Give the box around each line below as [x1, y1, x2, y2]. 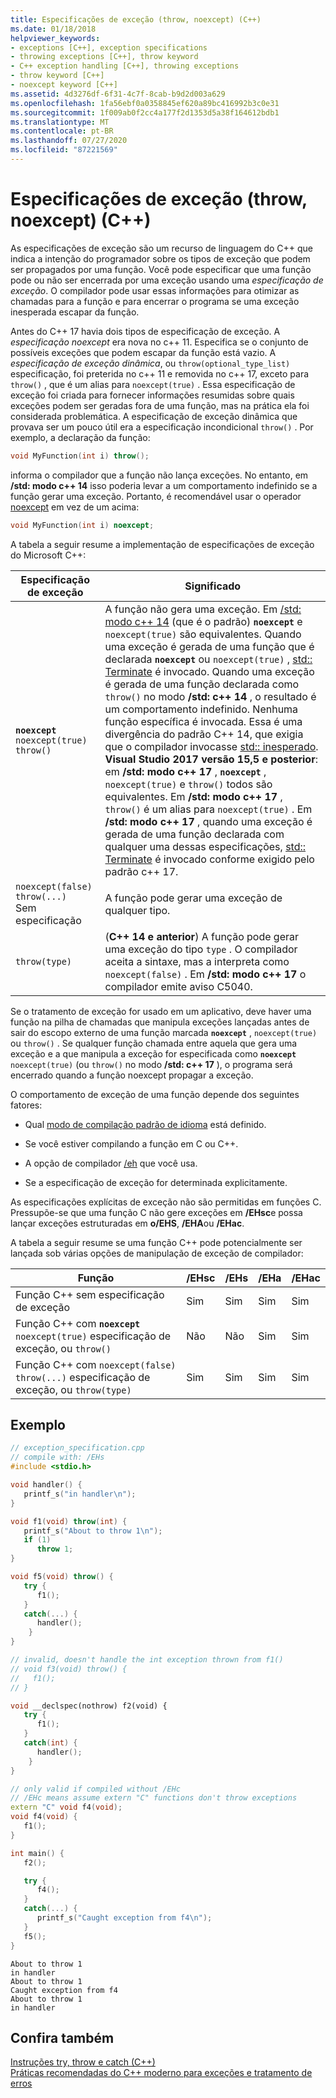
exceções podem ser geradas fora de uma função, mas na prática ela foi [10, 399, 310, 411]
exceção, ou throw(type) [15, 1382, 132, 1396]
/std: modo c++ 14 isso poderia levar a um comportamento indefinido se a [10, 479, 318, 491]
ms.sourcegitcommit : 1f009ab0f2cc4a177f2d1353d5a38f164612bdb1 [10, 107, 280, 118]
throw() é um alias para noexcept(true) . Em [104, 802, 313, 816]
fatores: [10, 1099, 43, 1111]
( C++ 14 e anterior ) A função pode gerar [104, 929, 300, 943]
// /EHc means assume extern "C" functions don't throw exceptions [10, 1793, 298, 1803]
